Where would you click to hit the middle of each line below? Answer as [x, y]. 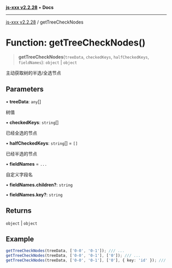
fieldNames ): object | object [47, 62]
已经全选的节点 [21, 133]
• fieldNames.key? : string [34, 194]
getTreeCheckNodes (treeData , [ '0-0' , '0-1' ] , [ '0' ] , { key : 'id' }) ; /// [86, 260]
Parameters [25, 89]
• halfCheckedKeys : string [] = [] [42, 143]
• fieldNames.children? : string [39, 185]
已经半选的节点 [21, 153]
